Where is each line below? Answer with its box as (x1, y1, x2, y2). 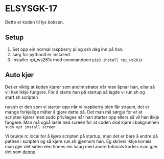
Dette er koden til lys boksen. (5, 19, 64, 25)
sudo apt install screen (5, 124, 56, 130)
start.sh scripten (5, 94, 38, 100)
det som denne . (5, 149, 37, 155)
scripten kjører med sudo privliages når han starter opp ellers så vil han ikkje (5, 114, 160, 120)
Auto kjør (5, 71, 34, 79)
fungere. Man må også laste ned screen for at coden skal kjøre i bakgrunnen (5, 119, 160, 125)
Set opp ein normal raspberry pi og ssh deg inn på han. (12, 46, 124, 52)
